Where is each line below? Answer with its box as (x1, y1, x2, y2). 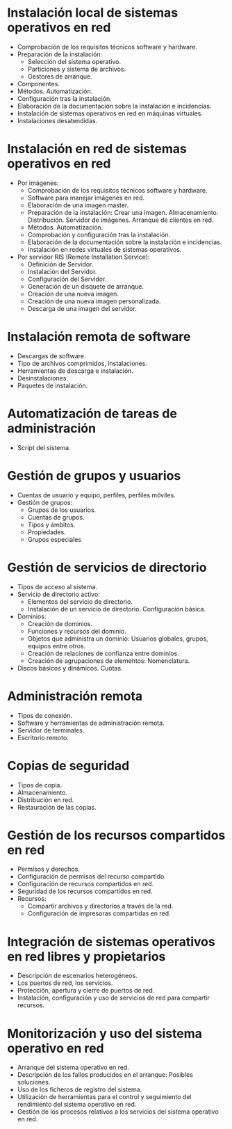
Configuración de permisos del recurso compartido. (17, 872, 167, 881)
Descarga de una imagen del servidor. (27, 304, 137, 312)
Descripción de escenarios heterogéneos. (17, 972, 138, 980)
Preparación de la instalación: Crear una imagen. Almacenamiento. (27, 208, 219, 216)
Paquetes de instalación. (17, 381, 88, 390)
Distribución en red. (17, 795, 74, 804)
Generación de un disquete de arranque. (27, 282, 144, 290)
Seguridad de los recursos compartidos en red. (17, 887, 153, 895)
